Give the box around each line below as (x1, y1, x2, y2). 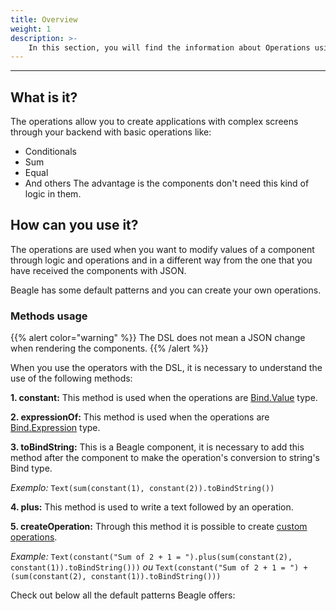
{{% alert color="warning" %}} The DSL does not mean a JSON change (10, 332, 306, 344)
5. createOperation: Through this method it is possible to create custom (10, 521, 308, 533)
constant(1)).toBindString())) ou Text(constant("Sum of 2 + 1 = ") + (10, 561, 308, 573)
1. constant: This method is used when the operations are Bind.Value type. (10, 392, 318, 404)
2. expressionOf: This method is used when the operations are (10, 411, 270, 423)
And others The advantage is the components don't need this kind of (24, 177, 310, 190)
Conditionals (24, 146, 77, 158)
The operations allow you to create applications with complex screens (10, 116, 299, 128)
